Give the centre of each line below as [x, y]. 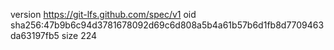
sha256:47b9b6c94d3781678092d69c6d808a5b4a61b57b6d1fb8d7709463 [167, 25]
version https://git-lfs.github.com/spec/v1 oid [103, 14]
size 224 [79, 35]
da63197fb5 [35, 35]
